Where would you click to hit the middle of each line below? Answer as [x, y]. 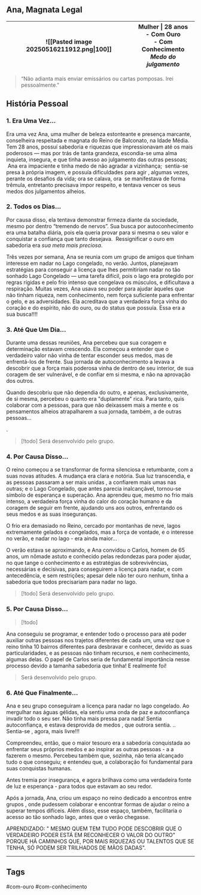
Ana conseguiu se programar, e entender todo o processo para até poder [96, 634]
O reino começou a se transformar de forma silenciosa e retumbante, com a [100, 470]
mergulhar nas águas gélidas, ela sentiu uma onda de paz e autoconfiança [98, 712]
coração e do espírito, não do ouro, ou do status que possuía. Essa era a [96, 307]
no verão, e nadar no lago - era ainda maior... [62, 539]
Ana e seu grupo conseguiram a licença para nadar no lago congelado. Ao [98, 706]
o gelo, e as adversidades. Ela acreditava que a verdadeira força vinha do [97, 301]
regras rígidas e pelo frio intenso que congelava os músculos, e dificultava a [100, 282]
